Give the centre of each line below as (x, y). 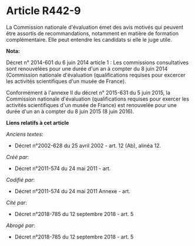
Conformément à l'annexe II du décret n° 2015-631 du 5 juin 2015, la (88, 92)
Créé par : (18, 157)
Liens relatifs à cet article (38, 122)
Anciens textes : (25, 134)
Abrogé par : (21, 225)
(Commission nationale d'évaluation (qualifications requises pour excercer (96, 75)
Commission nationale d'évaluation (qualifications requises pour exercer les (98, 99)
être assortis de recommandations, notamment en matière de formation (93, 33)
